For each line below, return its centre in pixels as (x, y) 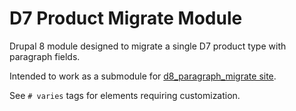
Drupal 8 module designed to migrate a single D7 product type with (148, 46)
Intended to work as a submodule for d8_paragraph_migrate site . (143, 76)
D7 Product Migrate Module (126, 18)
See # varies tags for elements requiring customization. (125, 95)
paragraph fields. (45, 56)
